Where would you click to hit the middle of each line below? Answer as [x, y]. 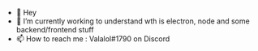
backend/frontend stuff [55, 30]
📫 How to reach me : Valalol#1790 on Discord [93, 39]
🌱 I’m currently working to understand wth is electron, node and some [133, 21]
